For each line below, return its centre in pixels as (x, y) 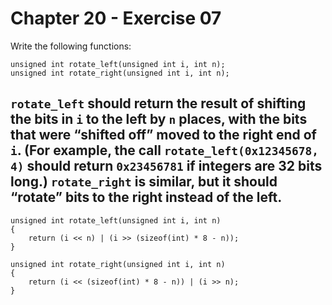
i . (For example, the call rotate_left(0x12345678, (164, 150)
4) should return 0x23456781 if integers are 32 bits (166, 166)
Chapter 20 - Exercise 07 (116, 18)
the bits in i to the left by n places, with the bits (159, 119)
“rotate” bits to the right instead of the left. (146, 197)
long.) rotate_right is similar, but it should (144, 182)
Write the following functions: (71, 46)
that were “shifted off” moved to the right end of (163, 135)
